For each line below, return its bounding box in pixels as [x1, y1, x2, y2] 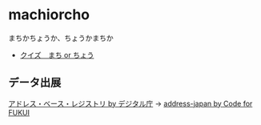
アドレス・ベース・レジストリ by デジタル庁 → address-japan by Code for [8, 99, 253, 108]
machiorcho [8, 6, 90, 24]
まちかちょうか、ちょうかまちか [8, 33, 114, 42]
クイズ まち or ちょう [19, 50, 94, 59]
